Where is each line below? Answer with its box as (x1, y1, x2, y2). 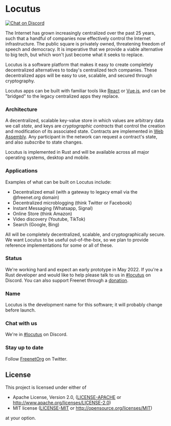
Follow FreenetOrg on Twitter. (5, 356, 68, 362)
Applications (5, 167, 38, 174)
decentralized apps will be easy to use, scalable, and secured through (5, 72, 153, 78)
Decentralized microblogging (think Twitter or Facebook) (12, 200, 132, 206)
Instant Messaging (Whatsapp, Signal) (12, 205, 93, 211)
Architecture (5, 106, 38, 113)
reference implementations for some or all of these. (5, 242, 113, 248)
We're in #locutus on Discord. (5, 332, 68, 338)
